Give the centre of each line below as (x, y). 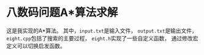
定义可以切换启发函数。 (36, 46)
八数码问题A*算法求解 (62, 13)
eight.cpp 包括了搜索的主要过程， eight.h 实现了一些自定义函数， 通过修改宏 (102, 38)
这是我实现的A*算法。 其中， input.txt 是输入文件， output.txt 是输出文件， (102, 31)
